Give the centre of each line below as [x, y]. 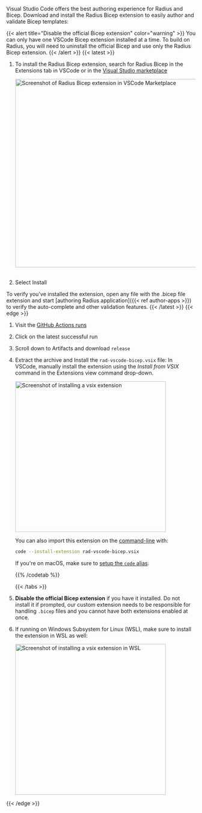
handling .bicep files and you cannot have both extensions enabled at [101, 611]
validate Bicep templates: [38, 21]
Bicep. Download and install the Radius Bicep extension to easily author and [100, 15]
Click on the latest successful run [56, 337]
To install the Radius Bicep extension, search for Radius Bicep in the [99, 64]
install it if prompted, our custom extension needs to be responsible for [103, 604]
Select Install [31, 282]
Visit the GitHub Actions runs [51, 325]
